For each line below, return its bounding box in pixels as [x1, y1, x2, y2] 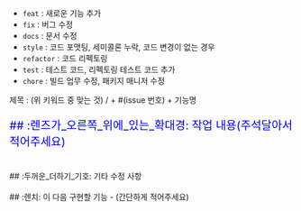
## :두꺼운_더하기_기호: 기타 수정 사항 [9, 170, 142, 181]
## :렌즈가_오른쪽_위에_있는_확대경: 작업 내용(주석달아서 [9, 118, 293, 133]
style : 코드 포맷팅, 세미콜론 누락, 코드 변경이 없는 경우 [22, 41, 215, 52]
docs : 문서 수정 [22, 31, 78, 41]
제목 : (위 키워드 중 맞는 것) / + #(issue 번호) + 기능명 [9, 95, 196, 105]
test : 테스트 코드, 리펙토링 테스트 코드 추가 [22, 64, 176, 75]
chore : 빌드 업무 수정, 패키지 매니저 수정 [22, 76, 165, 86]
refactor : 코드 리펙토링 [22, 53, 108, 63]
